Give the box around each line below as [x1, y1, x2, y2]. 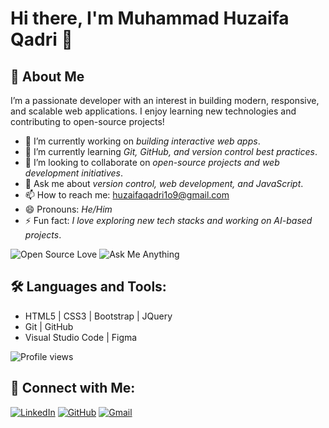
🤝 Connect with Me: [10, 380, 136, 397]
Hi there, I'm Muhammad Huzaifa [10, 7, 290, 30]
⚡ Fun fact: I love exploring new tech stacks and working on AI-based [24, 215, 313, 226]
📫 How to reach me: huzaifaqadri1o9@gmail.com [24, 189, 230, 201]
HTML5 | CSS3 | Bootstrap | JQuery [24, 310, 173, 322]
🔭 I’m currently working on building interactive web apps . [24, 135, 261, 147]
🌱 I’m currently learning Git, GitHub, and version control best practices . [24, 146, 318, 157]
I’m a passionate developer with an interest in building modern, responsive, [10, 95, 320, 106]
